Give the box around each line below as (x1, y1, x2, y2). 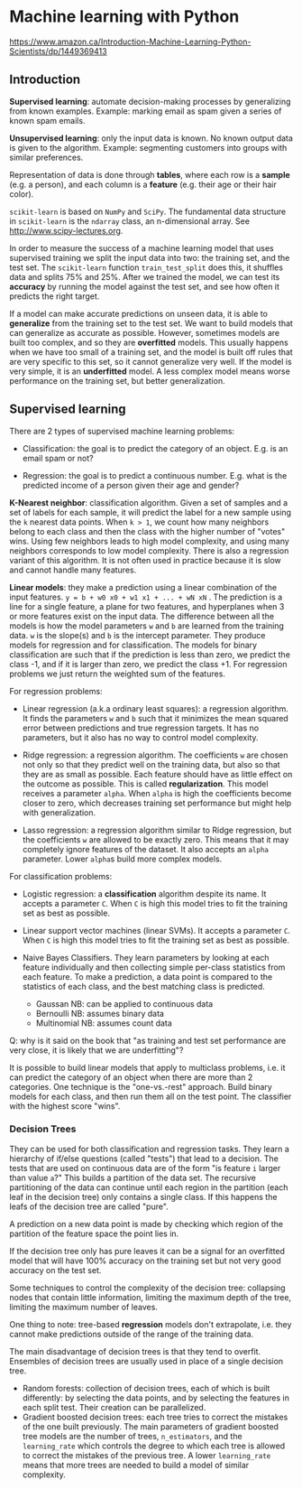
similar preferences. (9, 152, 84, 163)
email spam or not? (22, 452, 94, 463)
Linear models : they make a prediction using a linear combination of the (9, 582, 278, 592)
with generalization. (22, 806, 96, 818)
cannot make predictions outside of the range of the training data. (9, 1328, 254, 1339)
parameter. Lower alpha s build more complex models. (22, 853, 223, 864)
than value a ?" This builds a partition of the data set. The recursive (9, 1172, 257, 1183)
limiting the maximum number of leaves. (9, 1301, 158, 1312)
